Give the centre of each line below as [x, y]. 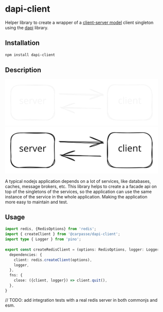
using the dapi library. [27, 27]
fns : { [16, 275]
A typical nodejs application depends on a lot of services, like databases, [78, 181]
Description [23, 70]
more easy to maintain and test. [37, 202]
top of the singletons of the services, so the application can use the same [78, 192]
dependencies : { [26, 254]
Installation [22, 43]
